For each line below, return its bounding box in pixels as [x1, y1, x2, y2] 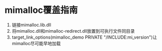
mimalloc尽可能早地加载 [11, 40, 61, 46]
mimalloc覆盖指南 [4, 4, 78, 16]
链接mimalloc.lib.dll [11, 22, 52, 28]
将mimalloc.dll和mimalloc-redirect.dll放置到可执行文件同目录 [11, 28, 135, 34]
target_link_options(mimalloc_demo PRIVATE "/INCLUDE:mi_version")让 [11, 34, 157, 40]
